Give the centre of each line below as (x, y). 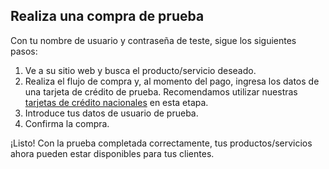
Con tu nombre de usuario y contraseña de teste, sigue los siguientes (153, 40)
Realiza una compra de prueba (107, 16)
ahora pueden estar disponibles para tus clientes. (112, 153)
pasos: (24, 51)
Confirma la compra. (67, 123)
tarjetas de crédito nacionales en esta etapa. (116, 102)
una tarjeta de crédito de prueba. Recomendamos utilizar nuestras (161, 91)
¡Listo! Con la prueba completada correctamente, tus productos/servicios (161, 143)
